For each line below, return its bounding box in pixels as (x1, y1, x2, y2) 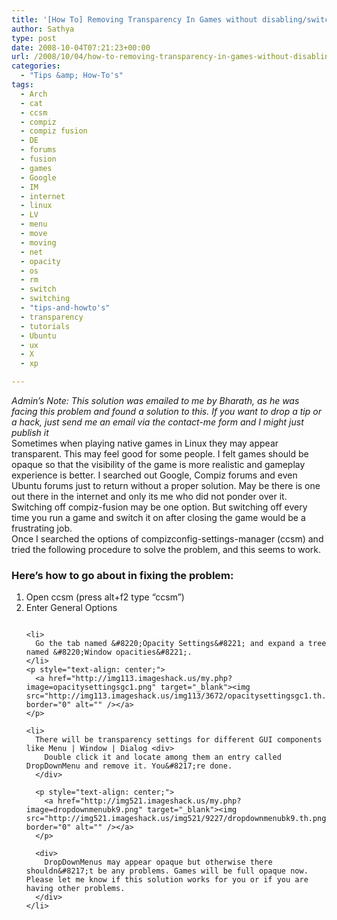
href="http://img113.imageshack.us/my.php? (48, 674, 233, 684)
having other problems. (25, 884, 126, 894)
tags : (11, 80, 34, 90)
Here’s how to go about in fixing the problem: (11, 568, 234, 582)
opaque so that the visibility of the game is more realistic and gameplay (11, 459, 306, 470)
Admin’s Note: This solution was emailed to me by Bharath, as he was (11, 395, 300, 406)
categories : (11, 61, 61, 71)
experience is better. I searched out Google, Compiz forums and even (11, 469, 298, 481)
